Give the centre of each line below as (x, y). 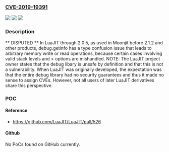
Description (20, 32)
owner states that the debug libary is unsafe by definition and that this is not (84, 64)
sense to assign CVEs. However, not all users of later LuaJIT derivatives (80, 80)
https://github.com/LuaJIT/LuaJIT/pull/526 (57, 121)
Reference (16, 110)
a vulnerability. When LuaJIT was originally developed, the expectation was (83, 69)
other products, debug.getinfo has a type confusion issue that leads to (78, 48)
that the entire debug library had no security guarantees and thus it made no (84, 74)
